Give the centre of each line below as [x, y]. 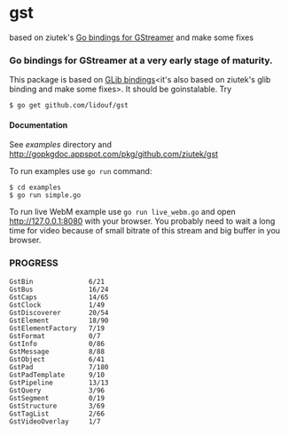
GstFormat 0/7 [55, 336]
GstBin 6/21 [57, 281]
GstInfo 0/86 [57, 344]
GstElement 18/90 [59, 320]
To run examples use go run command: [81, 171]
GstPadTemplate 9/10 [57, 375]
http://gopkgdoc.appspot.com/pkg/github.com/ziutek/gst [114, 154]
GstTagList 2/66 [57, 414]
